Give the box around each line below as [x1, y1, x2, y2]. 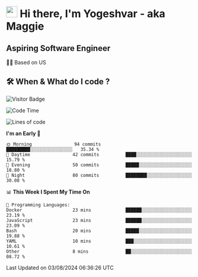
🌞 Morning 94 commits [6, 141, 101, 147]
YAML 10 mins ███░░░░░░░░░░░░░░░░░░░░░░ [6, 238, 193, 244]
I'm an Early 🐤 [6, 130, 41, 137]
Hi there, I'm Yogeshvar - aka [20, 7, 166, 21]
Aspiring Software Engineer [6, 43, 111, 53]
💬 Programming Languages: [6, 202, 70, 208]
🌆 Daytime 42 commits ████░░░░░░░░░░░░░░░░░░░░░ [6, 152, 193, 157]
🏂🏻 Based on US [6, 59, 46, 66]
